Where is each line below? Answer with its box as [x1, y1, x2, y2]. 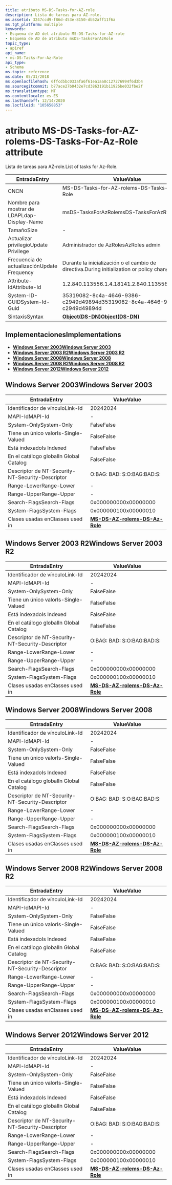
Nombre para [8, 199, 40, 206]
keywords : [5, 27, 27, 32]
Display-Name [8, 218, 44, 225]
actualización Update [8, 262, 58, 269]
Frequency [8, 269, 34, 276]
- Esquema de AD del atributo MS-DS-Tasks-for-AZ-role [5, 31, 125, 36]
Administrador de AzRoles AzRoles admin [62, 241, 161, 248]
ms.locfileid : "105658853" [5, 103, 63, 108]
